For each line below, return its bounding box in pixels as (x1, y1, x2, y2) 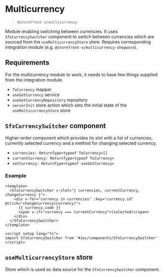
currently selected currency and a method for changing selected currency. (5, 140, 157, 146)
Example (5, 172, 27, 179)
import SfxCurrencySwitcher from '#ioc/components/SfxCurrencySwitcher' (5, 236, 158, 240)
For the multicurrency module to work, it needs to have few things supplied (5, 72, 158, 78)
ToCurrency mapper (12, 86, 52, 92)
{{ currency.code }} (18, 205, 61, 210)
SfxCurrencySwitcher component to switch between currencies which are (5, 34, 155, 40)
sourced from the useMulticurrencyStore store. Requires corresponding (5, 39, 151, 45)
